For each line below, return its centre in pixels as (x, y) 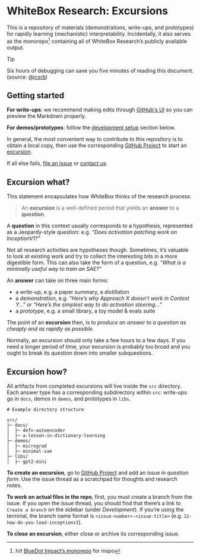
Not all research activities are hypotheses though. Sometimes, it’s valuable (98, 250)
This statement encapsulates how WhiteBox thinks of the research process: (99, 196)
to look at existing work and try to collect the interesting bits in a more (92, 256)
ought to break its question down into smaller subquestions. (80, 353)
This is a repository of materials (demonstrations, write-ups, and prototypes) (100, 27)
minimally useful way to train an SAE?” (54, 269)
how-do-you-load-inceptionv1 (43, 523)
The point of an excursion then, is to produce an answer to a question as (96, 323)
